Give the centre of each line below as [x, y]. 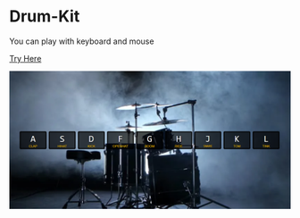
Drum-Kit [45, 17]
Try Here [25, 58]
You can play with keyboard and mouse [82, 41]
